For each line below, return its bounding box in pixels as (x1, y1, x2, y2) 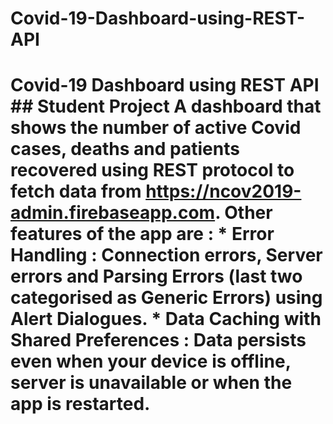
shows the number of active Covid (10, 117, 302, 139)
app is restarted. (10, 393, 151, 416)
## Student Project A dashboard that (10, 95, 322, 118)
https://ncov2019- (145, 180, 302, 203)
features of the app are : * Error (10, 223, 275, 246)
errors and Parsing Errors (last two (10, 265, 303, 288)
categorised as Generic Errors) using (10, 287, 323, 309)
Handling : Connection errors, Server (10, 244, 323, 267)
